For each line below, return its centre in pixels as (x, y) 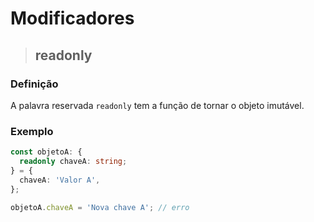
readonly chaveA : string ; (73, 162)
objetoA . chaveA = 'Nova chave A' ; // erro (100, 207)
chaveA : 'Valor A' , (60, 180)
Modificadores (72, 18)
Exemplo (32, 131)
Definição (34, 84)
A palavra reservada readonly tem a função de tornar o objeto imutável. (157, 105)
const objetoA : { (46, 152)
